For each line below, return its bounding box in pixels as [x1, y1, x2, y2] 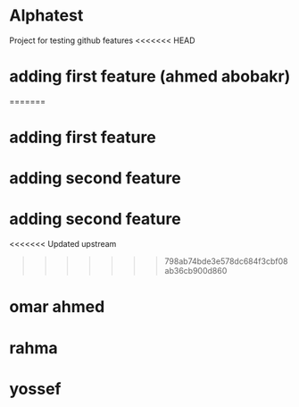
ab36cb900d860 [164, 266, 228, 276]
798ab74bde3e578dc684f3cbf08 [164, 256, 288, 267]
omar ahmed [9, 297, 105, 318]
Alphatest [9, 5, 84, 26]
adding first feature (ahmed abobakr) [9, 66, 291, 87]
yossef [9, 378, 62, 399]
